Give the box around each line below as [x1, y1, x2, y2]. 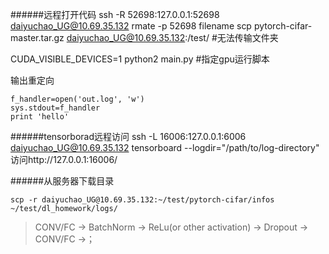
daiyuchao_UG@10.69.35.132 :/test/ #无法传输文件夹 [66, 32, 279, 43]
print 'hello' [10, 112, 70, 122]
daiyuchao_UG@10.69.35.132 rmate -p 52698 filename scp [10, 20, 252, 32]
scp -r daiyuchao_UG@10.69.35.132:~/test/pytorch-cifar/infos [10, 195, 275, 205]
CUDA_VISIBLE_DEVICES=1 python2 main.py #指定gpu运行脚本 [10, 53, 270, 65]
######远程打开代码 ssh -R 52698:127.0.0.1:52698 [10, 9, 220, 20]
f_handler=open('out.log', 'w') [10, 94, 145, 104]
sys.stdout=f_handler [10, 103, 101, 113]
